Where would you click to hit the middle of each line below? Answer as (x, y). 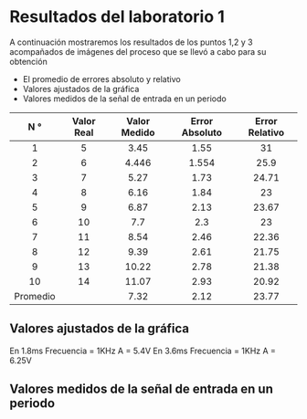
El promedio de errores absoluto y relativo (101, 79)
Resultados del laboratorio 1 (117, 17)
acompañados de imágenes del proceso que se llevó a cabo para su (138, 51)
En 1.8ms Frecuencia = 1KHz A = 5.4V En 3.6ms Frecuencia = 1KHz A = (143, 351)
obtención (28, 61)
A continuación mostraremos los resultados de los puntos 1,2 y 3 (131, 42)
